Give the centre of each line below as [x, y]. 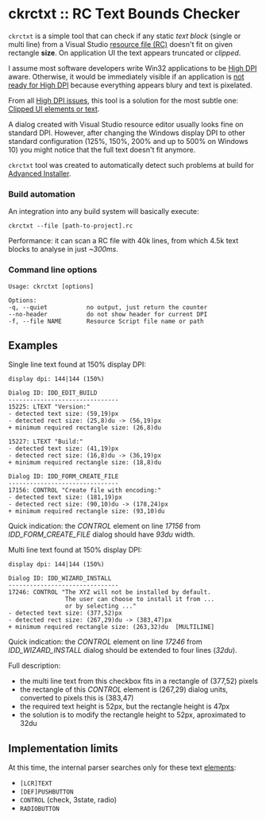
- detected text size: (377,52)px [66, 613]
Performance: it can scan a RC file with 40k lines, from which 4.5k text [123, 241]
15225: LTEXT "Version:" [49, 407]
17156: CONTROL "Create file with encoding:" [85, 491]
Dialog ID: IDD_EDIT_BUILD [53, 393]
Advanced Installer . [40, 173]
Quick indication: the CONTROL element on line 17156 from [104, 526]
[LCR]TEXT [36, 784]
